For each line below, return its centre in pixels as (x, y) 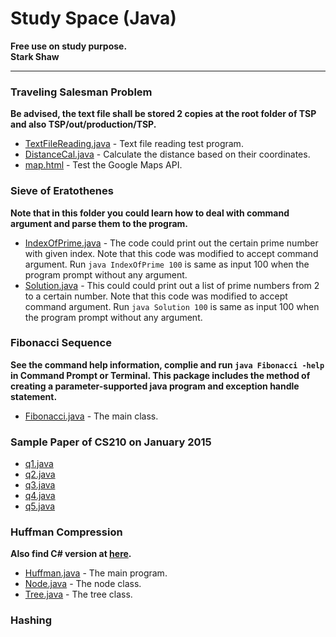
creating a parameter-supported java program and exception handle (155, 386)
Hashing (31, 620)
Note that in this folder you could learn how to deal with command (150, 213)
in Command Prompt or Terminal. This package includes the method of (160, 375)
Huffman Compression (66, 532)
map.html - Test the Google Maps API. (103, 165)
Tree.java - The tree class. (78, 594)
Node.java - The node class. (83, 584)
